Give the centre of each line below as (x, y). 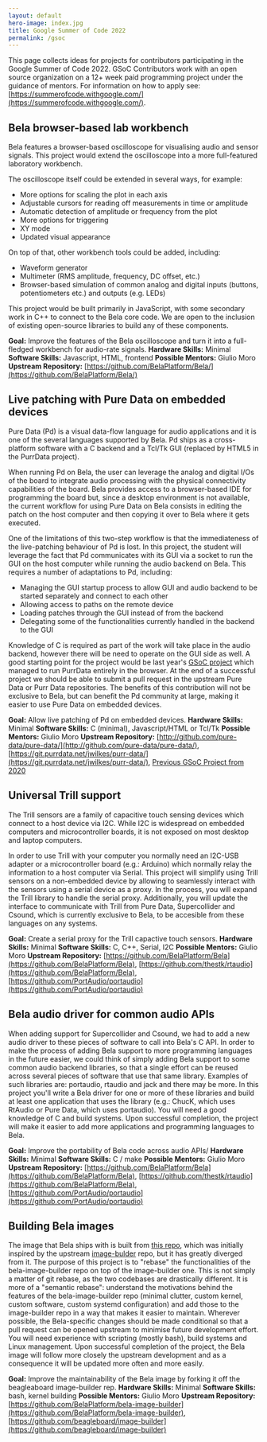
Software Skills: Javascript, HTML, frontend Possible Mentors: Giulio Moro (132, 358)
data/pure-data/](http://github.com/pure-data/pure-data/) (103, 745)
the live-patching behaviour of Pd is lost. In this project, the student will (125, 547)
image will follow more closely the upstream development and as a (117, 1355)
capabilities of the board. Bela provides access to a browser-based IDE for (130, 489)
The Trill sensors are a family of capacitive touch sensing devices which (126, 815)
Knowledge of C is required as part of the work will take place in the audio (130, 645)
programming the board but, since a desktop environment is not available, (129, 497)
